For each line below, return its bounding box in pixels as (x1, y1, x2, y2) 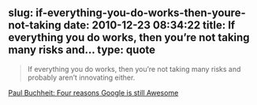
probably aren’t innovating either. (27, 73, 136, 82)
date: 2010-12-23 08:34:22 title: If (63, 19, 236, 32)
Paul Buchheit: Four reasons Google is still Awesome (8, 88, 179, 97)
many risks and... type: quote (8, 43, 156, 57)
